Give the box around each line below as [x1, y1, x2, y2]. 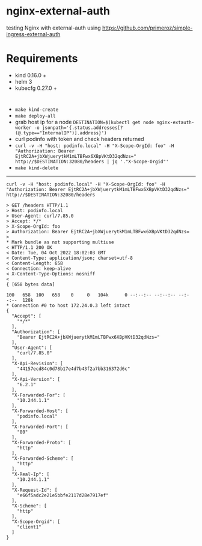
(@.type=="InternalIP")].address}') [14, 130, 107, 136]
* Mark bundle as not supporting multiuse [6, 239, 114, 245]
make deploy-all [14, 113, 56, 119]
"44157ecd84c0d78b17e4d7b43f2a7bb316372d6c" [17, 366, 130, 372]
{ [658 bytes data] [6, 281, 55, 287]
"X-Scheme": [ [11, 503, 47, 509]
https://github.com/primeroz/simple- [102, 24, 193, 31]
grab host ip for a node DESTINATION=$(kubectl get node [14, 119, 155, 126]
